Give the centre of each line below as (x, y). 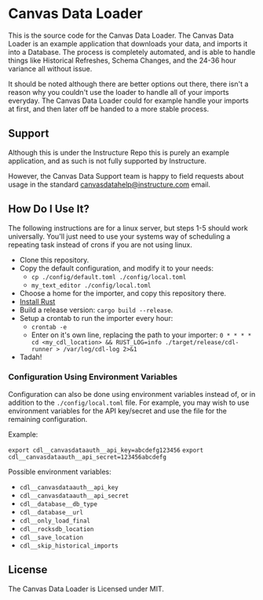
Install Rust (37, 301)
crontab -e (49, 327)
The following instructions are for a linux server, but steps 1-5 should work (128, 227)
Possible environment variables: (60, 471)
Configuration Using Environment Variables (93, 377)
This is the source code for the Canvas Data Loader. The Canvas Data (121, 35)
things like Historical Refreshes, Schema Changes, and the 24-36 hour (122, 60)
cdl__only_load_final (55, 521)
